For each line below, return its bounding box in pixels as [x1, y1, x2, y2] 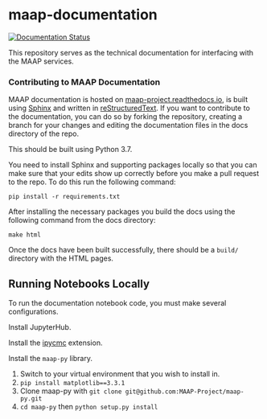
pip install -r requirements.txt [8, 193, 121, 201]
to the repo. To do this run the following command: [8, 177, 176, 187]
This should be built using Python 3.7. [8, 145, 133, 154]
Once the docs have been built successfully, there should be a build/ [8, 245, 239, 255]
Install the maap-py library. [8, 354, 92, 364]
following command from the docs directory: [8, 216, 156, 225]
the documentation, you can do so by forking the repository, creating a [8, 112, 243, 121]
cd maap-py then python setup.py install [19, 402, 158, 412]
